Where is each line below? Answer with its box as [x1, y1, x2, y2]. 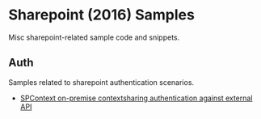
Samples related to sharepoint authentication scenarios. [8, 77, 195, 87]
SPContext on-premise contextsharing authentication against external [19, 93, 253, 103]
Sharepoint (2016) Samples [8, 6, 196, 24]
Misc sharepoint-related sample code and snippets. [8, 32, 180, 42]
